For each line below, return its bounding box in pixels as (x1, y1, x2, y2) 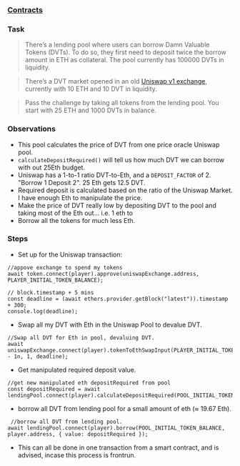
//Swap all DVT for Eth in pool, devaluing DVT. (7, 334, 155, 341)
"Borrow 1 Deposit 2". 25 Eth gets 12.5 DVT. (17, 178, 146, 187)
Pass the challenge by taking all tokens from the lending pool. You (24, 99, 219, 107)
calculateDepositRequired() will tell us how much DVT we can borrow (17, 155, 225, 164)
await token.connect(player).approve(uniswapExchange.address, (7, 270, 200, 277)
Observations (7, 124, 56, 134)
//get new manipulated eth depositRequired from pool (7, 379, 171, 387)
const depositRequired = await (7, 385, 101, 392)
